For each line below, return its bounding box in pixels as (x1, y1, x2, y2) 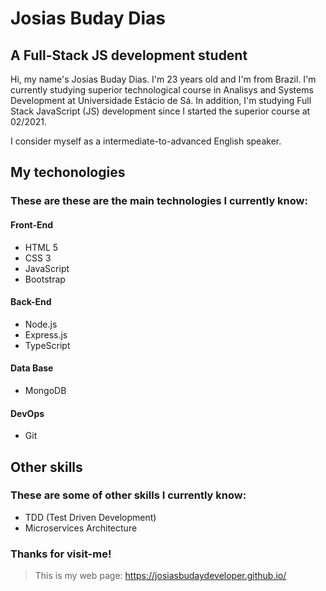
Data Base (10, 362, 54, 374)
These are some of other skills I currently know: (10, 488, 247, 502)
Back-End (10, 296, 52, 308)
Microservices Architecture (24, 522, 138, 534)
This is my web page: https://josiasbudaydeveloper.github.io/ (34, 570, 287, 582)
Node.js (24, 318, 58, 330)
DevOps (10, 407, 45, 419)
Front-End (10, 218, 54, 231)
